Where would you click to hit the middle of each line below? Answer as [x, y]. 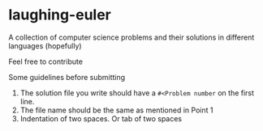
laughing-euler [60, 15]
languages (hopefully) [45, 45]
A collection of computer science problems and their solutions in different [131, 37]
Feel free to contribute [46, 61]
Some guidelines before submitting [67, 77]
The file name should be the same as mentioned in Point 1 [116, 110]
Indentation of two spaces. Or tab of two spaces [101, 118]
